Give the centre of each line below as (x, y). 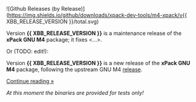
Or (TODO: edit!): (27, 51)
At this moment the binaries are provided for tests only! (75, 93)
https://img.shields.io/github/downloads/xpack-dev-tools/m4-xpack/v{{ (98, 15)
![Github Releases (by (33, 9)
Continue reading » (30, 81)
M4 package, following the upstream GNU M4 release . (74, 69)
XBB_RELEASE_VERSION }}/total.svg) (53, 21)
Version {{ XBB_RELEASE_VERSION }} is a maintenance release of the (94, 33)
